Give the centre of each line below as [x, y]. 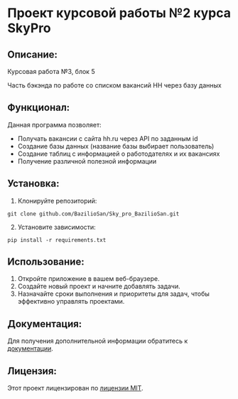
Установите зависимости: [56, 227]
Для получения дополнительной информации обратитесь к [98, 341]
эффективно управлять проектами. [71, 302]
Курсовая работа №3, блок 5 [51, 71]
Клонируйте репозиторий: [57, 201]
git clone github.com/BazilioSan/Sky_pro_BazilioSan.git [93, 214]
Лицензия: [32, 371]
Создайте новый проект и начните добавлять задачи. [99, 287]
